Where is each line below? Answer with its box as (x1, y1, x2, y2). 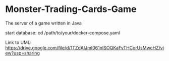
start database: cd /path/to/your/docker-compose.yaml (5, 29, 120, 35)
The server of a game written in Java (5, 20, 82, 26)
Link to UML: (5, 39, 32, 45)
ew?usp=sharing (5, 50, 40, 56)
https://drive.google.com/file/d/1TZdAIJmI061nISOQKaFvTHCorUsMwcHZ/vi (5, 44, 164, 50)
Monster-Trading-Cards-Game (5, 3, 137, 15)
